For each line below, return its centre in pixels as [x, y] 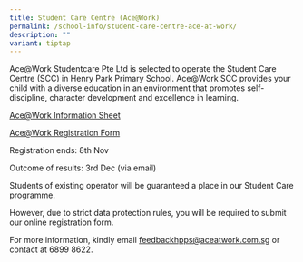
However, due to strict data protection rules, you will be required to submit [148, 213]
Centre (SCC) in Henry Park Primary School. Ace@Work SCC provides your [151, 79]
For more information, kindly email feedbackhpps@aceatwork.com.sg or [145, 240]
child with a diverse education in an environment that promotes [127, 88]
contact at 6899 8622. [51, 249]
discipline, [29, 98]
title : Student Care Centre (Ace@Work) [85, 18]
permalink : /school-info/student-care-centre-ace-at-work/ [123, 26]
